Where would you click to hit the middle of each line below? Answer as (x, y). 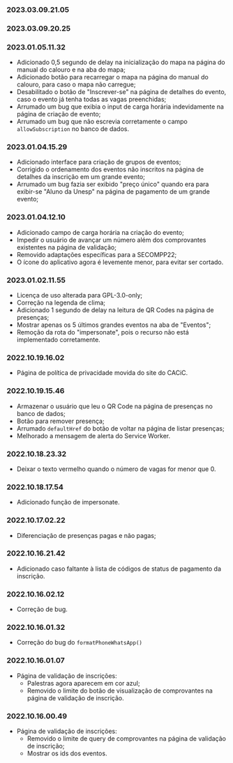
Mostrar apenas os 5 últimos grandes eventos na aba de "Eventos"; (114, 325)
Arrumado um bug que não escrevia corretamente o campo (102, 122)
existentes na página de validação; (66, 247)
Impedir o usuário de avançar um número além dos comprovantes (111, 240)
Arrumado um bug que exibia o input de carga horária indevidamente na (120, 107)
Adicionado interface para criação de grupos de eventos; (99, 162)
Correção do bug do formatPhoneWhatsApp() (79, 642)
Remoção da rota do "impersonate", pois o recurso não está (103, 332)
